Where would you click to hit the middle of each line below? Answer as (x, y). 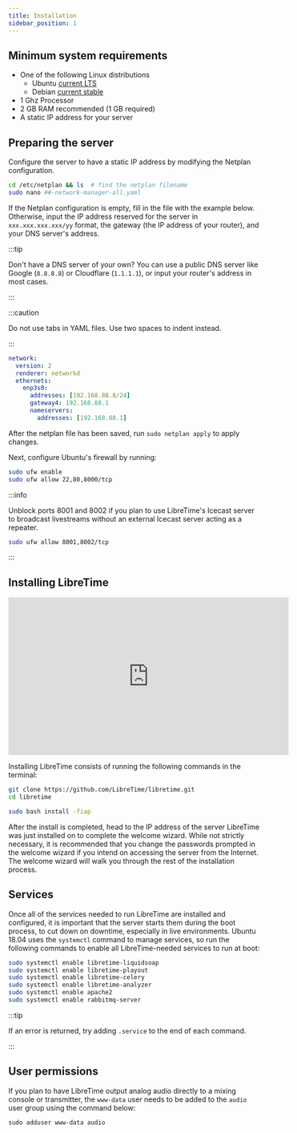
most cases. (28, 281)
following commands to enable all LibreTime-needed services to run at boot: (134, 948)
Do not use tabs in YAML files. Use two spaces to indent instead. (115, 328)
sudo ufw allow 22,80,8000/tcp (60, 479)
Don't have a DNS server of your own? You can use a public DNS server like (133, 264)
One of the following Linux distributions (85, 75)
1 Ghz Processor (47, 100)
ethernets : (34, 381)
